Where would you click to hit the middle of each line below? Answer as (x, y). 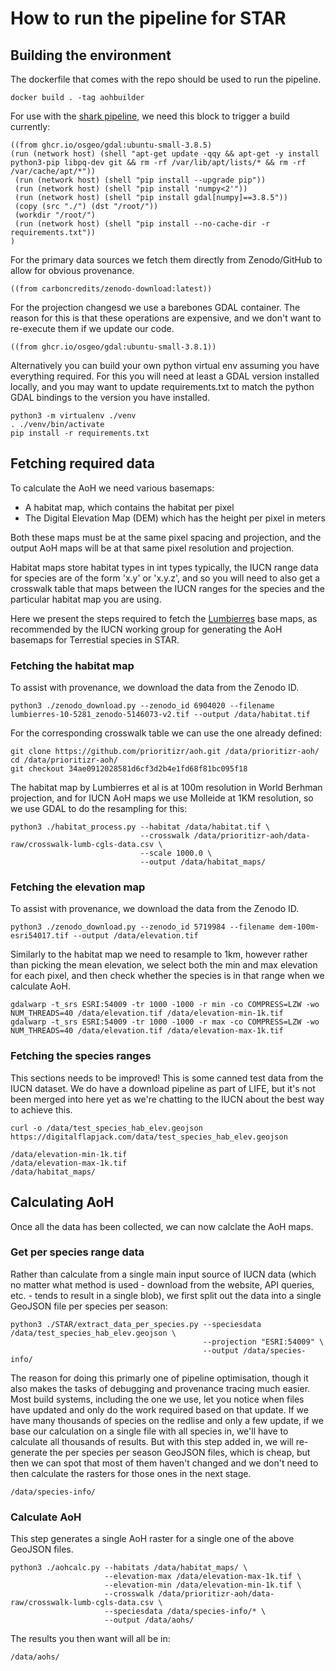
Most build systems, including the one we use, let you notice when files (157, 1399)
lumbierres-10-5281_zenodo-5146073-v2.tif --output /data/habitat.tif (160, 715)
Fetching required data (82, 463)
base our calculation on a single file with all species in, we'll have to (149, 1431)
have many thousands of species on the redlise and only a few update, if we (167, 1420)
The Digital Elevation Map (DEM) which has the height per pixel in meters (175, 518)
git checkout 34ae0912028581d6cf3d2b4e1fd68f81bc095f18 (129, 769)
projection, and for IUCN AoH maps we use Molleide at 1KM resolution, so (162, 798)
